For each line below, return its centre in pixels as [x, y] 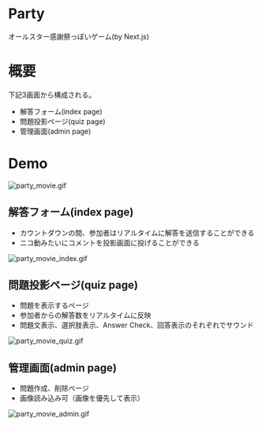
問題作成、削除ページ [54, 388]
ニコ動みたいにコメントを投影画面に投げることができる [109, 242]
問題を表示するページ [54, 305]
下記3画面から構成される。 [52, 95]
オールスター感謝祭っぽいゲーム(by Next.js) [79, 36]
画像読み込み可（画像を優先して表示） [82, 398]
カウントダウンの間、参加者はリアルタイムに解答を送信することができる [137, 233]
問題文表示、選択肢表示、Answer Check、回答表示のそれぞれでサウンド [137, 325]
